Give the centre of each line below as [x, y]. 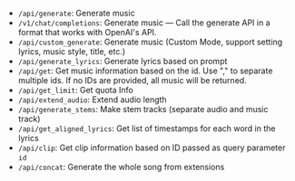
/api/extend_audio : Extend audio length [92, 100]
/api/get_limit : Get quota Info [76, 90]
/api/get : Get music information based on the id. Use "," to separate [145, 71]
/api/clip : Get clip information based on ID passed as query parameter [152, 148]
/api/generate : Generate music [76, 13]
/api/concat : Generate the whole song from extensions [121, 167]
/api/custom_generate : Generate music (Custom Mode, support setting [150, 42]
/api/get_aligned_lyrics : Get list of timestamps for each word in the [147, 129]
